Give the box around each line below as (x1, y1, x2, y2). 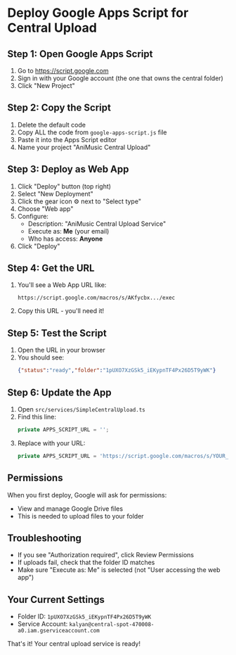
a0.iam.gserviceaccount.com (17, 628, 100, 635)
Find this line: (17, 412, 57, 421)
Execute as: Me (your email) (27, 227, 110, 235)
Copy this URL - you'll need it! (17, 307, 105, 315)
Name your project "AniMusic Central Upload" (17, 143, 151, 151)
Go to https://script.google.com (17, 67, 109, 75)
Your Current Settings (7, 593, 105, 606)
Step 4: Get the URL (7, 262, 95, 274)
